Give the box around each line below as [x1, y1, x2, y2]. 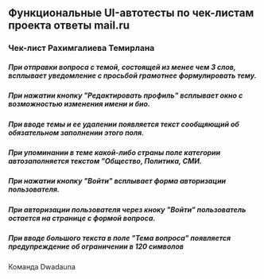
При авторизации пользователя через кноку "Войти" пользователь [8, 204, 247, 214]
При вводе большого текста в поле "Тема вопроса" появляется [8, 234, 231, 243]
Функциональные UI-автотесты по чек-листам [8, 6, 254, 20]
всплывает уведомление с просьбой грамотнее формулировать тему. [8, 71, 257, 80]
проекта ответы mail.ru [8, 19, 130, 33]
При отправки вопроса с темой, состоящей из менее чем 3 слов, [8, 62, 236, 72]
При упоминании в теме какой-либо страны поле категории [8, 148, 221, 157]
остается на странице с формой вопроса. [8, 213, 156, 223]
